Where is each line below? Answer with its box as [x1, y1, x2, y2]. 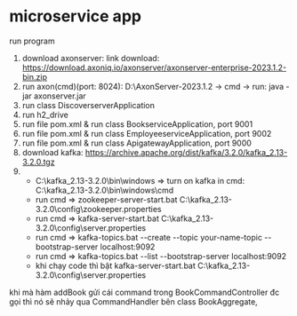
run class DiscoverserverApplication [21, 99, 156, 110]
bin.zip [21, 71, 47, 82]
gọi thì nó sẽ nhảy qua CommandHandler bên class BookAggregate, [9, 296, 258, 307]
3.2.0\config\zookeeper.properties [35, 203, 162, 214]
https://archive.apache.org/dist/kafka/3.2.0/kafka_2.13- [84, 146, 288, 157]
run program [9, 36, 55, 46]
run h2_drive [21, 109, 68, 120]
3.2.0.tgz [21, 156, 55, 167]
